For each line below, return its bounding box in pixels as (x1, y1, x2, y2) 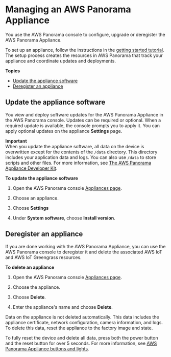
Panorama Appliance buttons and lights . (5, 345, 89, 352)
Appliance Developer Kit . (5, 165, 58, 171)
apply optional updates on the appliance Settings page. (5, 128, 123, 134)
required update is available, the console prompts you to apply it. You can (5, 122, 160, 129)
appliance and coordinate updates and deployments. (5, 57, 116, 64)
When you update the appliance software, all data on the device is (5, 143, 144, 149)
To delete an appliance (5, 264, 55, 270)
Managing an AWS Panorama (5, 4, 131, 15)
